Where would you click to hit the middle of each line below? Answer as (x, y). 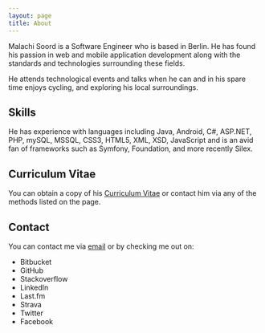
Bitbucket (36, 262)
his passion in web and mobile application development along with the (124, 55)
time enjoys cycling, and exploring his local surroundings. (103, 87)
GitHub (32, 270)
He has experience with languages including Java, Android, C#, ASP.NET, (130, 132)
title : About (30, 23)
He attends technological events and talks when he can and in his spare (127, 79)
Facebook (37, 321)
